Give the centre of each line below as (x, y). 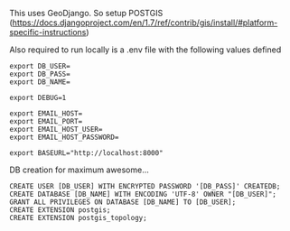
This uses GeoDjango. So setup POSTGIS (86, 13)
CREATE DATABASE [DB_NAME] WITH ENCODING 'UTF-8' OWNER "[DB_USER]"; (143, 194)
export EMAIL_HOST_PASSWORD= (64, 137)
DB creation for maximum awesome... (79, 170)
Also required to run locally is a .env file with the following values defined (145, 50)
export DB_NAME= (40, 82)
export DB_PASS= (40, 74)
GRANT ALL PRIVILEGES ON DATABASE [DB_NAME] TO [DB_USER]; (123, 202)
